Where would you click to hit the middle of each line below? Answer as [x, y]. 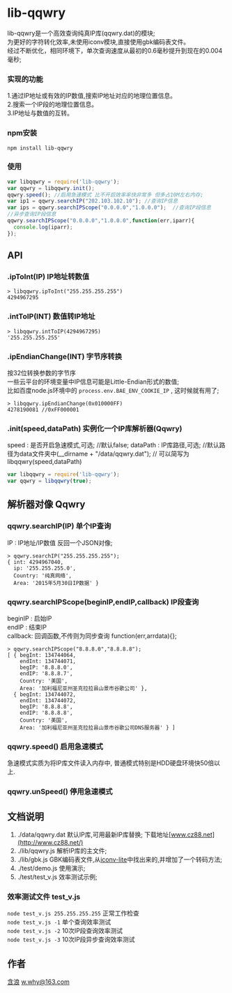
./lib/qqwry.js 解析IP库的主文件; [62, 851]
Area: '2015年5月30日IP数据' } [56, 583]
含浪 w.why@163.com [38, 982]
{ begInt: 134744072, [45, 695]
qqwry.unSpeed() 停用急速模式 [60, 792]
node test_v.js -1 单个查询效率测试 [59, 922]
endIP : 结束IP [27, 628]
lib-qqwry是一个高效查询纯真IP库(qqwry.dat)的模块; [81, 33]
